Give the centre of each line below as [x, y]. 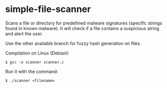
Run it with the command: [32, 71]
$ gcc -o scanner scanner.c [35, 62]
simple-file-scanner [48, 9]
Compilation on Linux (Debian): [37, 53]
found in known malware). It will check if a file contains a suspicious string [82, 28]
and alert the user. [24, 33]
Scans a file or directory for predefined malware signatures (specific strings [84, 23]
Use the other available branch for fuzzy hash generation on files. [73, 43]
